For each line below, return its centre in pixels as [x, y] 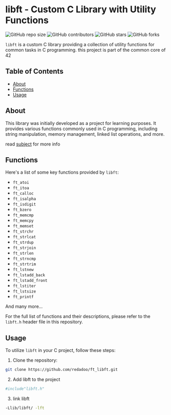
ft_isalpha [24, 199]
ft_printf [23, 297]
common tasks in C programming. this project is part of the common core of [85, 50]
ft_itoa [21, 188]
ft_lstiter [24, 286]
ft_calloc [23, 194]
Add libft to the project [36, 380]
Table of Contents [35, 71]
